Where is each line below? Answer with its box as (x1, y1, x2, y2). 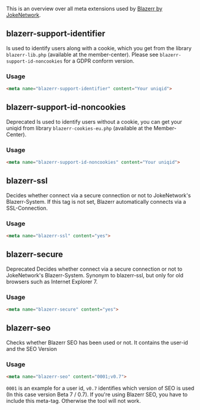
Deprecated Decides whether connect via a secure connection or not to (6, 265, 183, 273)
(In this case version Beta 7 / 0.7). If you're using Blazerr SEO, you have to (6, 391, 188, 398)
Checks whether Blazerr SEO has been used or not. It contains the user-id (6, 339, 188, 346)
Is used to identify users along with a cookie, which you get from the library (6, 44, 192, 51)
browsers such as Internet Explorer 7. (6, 278, 98, 285)
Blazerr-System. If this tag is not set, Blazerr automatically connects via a (6, 198, 186, 205)
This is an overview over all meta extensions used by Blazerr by (6, 5, 163, 12)
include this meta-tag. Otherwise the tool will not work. (6, 397, 141, 404)
